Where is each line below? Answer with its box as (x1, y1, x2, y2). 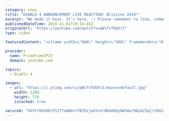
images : (5, 80, 22, 85)
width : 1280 (14, 90, 39, 95)
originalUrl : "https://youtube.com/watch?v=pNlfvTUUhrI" (5, 26, 127, 31)
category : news (5, 7, 37, 12)
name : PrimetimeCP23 (10, 53, 53, 58)
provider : (5, 48, 26, 53)
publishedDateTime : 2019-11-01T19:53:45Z (5, 21, 94, 26)
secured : (5, 108, 24, 113)
